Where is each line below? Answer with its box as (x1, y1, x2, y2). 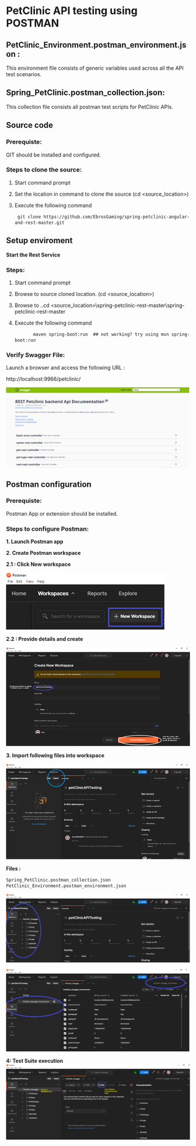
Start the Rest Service (6, 251, 61, 258)
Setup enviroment (6, 236, 73, 245)
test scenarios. (6, 71, 42, 77)
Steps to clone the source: (6, 166, 82, 174)
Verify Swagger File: (6, 350, 65, 359)
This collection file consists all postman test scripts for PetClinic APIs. (6, 103, 173, 110)
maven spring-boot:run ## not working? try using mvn (33, 331, 169, 337)
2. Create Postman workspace (6, 550, 81, 557)
